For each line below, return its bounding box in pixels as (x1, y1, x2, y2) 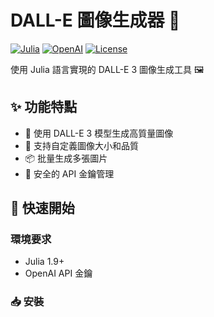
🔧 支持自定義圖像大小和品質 (24, 139, 139, 151)
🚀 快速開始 (10, 200, 75, 217)
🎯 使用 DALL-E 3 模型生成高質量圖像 (24, 127, 174, 139)
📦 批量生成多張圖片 (24, 152, 108, 164)
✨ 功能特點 (10, 99, 78, 116)
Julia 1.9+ (24, 256, 65, 268)
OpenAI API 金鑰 (24, 267, 93, 280)
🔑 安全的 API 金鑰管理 (24, 167, 115, 180)
